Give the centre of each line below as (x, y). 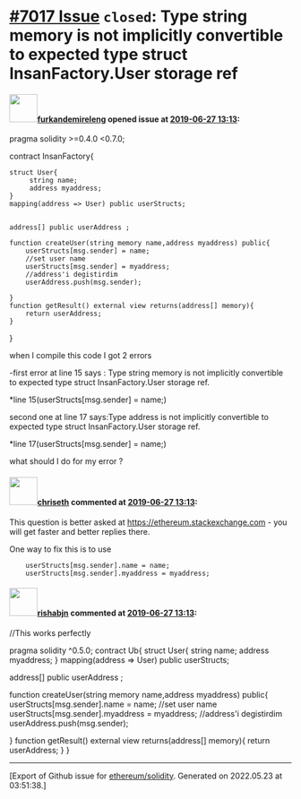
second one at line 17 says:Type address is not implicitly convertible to (139, 417)
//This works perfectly (50, 632)
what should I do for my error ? (66, 461)
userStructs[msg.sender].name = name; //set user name (113, 704)
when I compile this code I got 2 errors (81, 356)
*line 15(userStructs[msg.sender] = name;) (88, 399)
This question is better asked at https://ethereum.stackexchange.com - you (148, 522)
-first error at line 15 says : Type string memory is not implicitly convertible (146, 373)
